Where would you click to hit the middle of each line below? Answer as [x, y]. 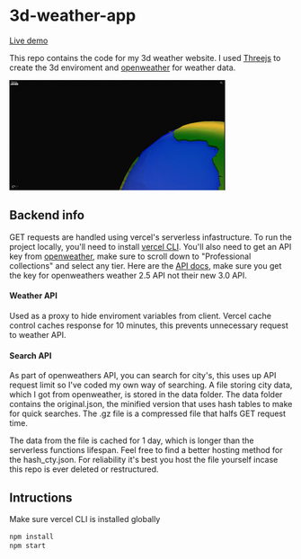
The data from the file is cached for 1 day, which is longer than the [132, 440]
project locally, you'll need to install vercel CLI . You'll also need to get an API [150, 246]
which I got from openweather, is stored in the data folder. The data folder [146, 395]
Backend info [47, 215]
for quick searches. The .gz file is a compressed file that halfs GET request [147, 413]
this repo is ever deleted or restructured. [84, 469]
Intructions [41, 497]
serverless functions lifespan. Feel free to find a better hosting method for [146, 450]
